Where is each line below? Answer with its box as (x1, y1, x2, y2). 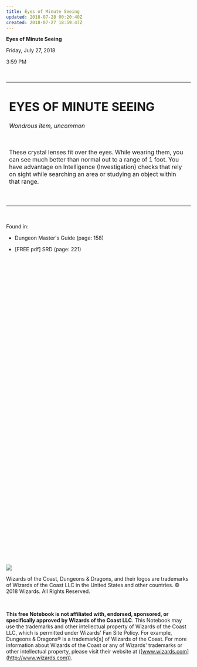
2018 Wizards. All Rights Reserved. (6, 588, 91, 595)
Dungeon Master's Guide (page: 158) (14, 234, 104, 241)
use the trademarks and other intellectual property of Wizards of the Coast (6, 623, 186, 630)
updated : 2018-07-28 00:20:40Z (6, 14, 83, 20)
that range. (9, 177, 39, 186)
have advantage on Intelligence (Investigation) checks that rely (9, 163, 182, 171)
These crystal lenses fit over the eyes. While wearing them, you (9, 148, 184, 156)
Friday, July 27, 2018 (6, 47, 56, 54)
